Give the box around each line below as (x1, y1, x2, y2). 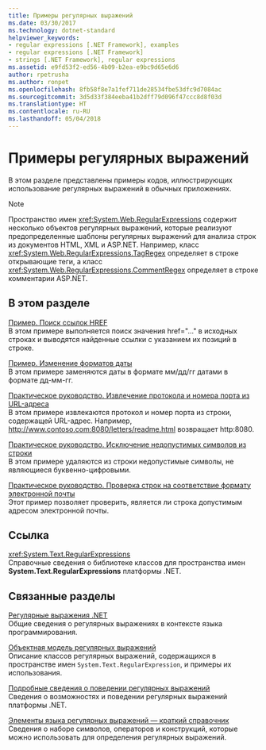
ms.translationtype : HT (8, 100, 87, 108)
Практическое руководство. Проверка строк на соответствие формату (8, 480, 252, 490)
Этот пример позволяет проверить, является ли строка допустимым (8, 497, 243, 506)
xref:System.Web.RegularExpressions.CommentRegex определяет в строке (8, 265, 259, 275)
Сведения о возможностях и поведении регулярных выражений (8, 692, 228, 702)
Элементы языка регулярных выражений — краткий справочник (8, 716, 229, 725)
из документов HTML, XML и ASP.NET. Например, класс (8, 240, 200, 249)
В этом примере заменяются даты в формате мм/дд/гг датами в (8, 367, 229, 376)
